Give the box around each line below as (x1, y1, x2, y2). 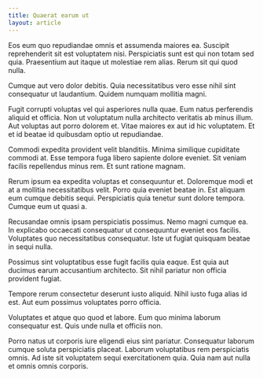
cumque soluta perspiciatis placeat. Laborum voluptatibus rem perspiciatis (8, 344, 250, 354)
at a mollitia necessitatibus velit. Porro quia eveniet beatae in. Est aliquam (8, 185, 246, 194)
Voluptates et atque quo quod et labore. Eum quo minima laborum (8, 312, 221, 322)
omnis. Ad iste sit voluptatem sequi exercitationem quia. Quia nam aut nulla (8, 353, 251, 362)
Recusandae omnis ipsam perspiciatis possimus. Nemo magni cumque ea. (8, 217, 249, 226)
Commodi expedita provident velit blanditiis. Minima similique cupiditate (8, 145, 240, 154)
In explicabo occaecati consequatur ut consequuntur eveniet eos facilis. (8, 225, 241, 234)
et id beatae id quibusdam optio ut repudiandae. (8, 129, 163, 138)
